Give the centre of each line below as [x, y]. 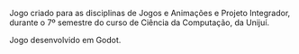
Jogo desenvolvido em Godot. [65, 40]
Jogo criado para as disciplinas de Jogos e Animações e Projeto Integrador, [150, 13]
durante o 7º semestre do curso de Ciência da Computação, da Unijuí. [140, 22]
